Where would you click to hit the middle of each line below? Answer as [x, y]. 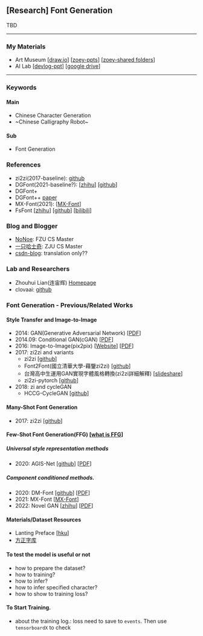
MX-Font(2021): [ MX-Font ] [48, 204]
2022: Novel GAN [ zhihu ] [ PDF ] [54, 506]
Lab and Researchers [38, 268]
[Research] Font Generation [60, 11]
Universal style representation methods [57, 448]
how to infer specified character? [56, 587]
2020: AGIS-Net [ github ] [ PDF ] [53, 464]
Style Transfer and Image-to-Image [52, 320]
